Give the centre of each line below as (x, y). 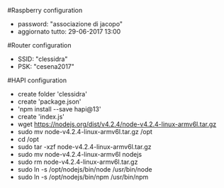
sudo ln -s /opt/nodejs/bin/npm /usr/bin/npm (83, 177)
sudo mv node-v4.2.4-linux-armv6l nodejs (80, 154)
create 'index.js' (41, 117)
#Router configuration (40, 45)
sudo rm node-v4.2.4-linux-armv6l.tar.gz (78, 162)
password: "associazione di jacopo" (70, 24)
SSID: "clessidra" (43, 59)
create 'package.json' (49, 101)
